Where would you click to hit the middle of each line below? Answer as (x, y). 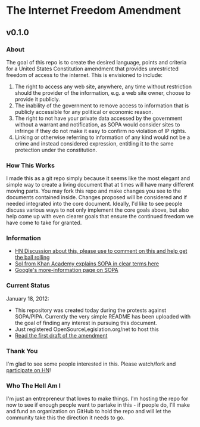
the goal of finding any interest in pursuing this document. (86, 323)
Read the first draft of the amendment (61, 335)
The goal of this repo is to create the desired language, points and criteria (96, 62)
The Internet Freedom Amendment (94, 10)
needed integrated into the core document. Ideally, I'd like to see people (94, 204)
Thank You (22, 351)
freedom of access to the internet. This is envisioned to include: (84, 75)
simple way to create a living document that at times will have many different (100, 185)
